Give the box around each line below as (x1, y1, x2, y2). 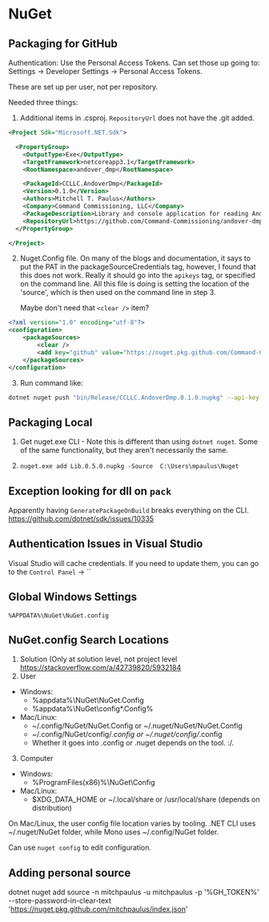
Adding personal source (8, 866, 131, 880)
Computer (19, 754, 54, 763)
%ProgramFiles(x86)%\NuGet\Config (31, 778, 155, 787)
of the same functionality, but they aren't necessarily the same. (19, 446, 228, 455)
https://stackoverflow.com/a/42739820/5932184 (19, 663, 182, 673)
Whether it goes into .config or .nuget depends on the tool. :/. (31, 738, 235, 748)
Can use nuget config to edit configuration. (8, 843, 152, 852)
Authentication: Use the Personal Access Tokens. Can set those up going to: (8, 58, 260, 67)
